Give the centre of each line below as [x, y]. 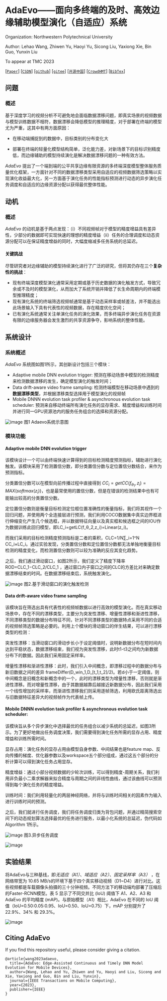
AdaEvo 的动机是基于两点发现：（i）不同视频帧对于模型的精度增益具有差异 [81, 229]
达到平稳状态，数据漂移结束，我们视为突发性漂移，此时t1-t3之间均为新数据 [82, 649]
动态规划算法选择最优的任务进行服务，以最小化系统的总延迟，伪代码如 [90, 818]
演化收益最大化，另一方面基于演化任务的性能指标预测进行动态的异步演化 [83, 178]
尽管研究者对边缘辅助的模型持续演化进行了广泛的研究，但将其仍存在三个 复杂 [83, 266]
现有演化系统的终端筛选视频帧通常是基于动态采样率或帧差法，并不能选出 [86, 301]
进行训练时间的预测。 [27, 801]
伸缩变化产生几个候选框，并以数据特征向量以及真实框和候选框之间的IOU [83, 521]
